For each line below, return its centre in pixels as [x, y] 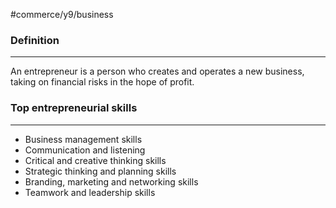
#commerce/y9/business [62, 14]
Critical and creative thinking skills [95, 160]
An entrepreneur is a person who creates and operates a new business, [157, 71]
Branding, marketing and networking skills [111, 181]
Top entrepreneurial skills [74, 108]
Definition [35, 40]
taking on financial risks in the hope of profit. [102, 82]
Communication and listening [85, 150]
